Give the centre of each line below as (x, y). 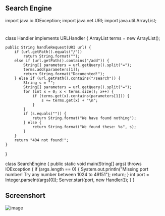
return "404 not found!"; (42, 140)
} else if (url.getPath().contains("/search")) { (68, 78)
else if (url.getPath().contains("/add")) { (62, 61)
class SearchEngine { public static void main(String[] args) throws (74, 164)
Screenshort (25, 196)
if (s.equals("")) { (45, 114)
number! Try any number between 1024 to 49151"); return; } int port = (77, 174)
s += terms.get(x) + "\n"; (70, 100)
